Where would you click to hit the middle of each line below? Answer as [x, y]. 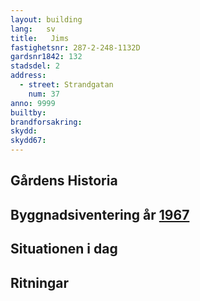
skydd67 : [28, 141]
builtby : [28, 112]
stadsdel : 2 [35, 66]
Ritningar [40, 282]
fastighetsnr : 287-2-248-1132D [75, 47]
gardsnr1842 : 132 [46, 57]
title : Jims [40, 38]
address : [28, 76]
